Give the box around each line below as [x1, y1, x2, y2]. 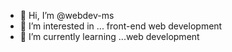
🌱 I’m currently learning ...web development [19, 31, 200, 42]
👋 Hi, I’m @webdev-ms [19, 10, 115, 21]
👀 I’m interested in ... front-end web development [19, 20, 223, 32]
